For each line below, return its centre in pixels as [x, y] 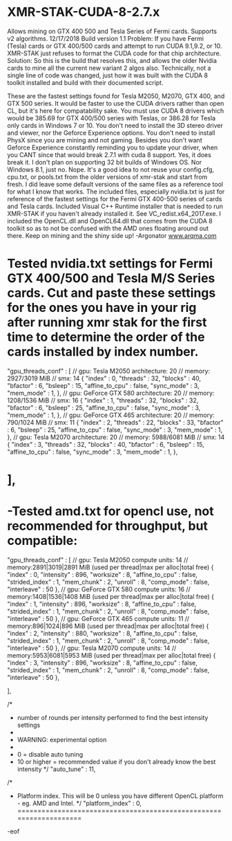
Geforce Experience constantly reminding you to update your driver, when [113, 147]
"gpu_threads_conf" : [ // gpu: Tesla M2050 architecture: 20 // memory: [109, 371]
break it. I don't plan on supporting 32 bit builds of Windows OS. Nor [105, 162]
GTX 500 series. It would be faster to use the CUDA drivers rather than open [116, 103]
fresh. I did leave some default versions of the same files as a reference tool [115, 184]
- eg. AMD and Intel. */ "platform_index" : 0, [79, 803]
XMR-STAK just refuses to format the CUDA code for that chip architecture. [114, 53]
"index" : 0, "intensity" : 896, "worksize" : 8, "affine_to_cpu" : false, [103, 574]
